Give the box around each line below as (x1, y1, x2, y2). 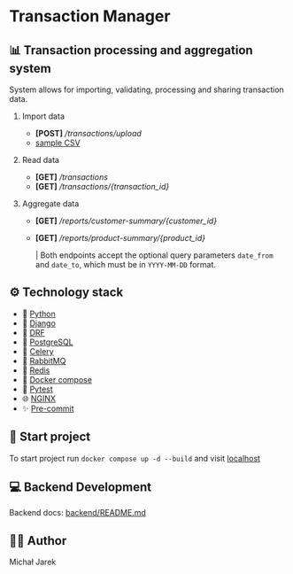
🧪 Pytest (21, 384, 53, 394)
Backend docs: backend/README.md (9, 508, 146, 518)
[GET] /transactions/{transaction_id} (35, 182, 170, 191)
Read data (21, 155, 60, 165)
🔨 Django (21, 317, 56, 329)
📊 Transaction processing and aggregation (9, 43, 254, 58)
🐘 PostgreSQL (21, 337, 73, 347)
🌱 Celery (21, 345, 55, 356)
